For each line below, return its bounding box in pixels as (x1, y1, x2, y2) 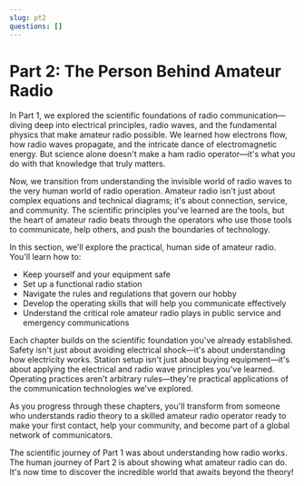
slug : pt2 (9, 13, 47, 23)
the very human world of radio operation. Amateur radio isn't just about (9, 185, 276, 196)
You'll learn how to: (9, 252, 82, 263)
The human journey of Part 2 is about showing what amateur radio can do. (9, 457, 288, 468)
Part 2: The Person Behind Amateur (9, 61, 281, 82)
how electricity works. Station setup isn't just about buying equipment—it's (9, 354, 290, 365)
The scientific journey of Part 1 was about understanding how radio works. (9, 447, 288, 459)
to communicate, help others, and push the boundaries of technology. (9, 224, 270, 235)
